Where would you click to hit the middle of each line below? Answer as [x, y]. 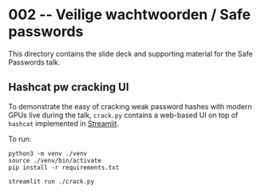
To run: [20, 139]
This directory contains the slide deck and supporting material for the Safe [130, 53]
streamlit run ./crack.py [51, 181]
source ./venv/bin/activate [55, 160]
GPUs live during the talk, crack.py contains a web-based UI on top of [123, 115]
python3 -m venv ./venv [48, 153]
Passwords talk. [34, 62]
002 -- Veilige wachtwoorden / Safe [130, 15]
